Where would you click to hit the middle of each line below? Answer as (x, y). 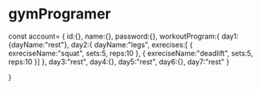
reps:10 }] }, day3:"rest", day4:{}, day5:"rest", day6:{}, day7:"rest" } (119, 62)
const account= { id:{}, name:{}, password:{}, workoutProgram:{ (114, 36)
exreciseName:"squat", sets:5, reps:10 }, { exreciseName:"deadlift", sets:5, (131, 53)
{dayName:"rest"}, (39, 44)
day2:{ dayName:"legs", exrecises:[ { (132, 44)
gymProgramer (60, 14)
